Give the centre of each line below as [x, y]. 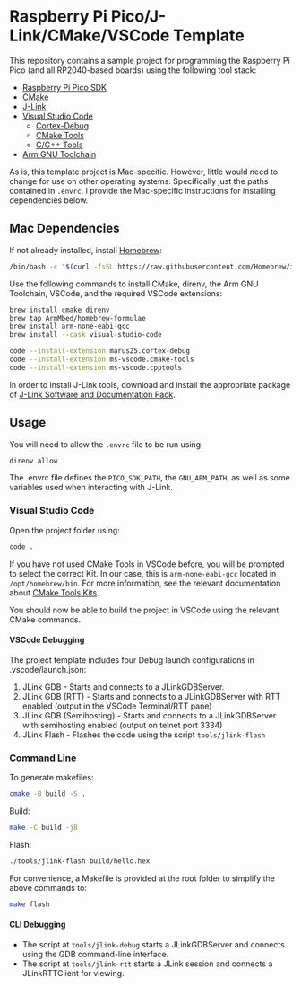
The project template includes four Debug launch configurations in [132, 660]
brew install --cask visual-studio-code [86, 335]
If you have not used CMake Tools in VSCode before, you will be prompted [147, 564]
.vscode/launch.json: [48, 669]
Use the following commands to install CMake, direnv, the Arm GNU [134, 284]
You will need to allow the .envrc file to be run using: [106, 444]
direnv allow [34, 461]
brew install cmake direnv [60, 310]
